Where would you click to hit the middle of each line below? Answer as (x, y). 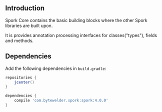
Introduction (25, 8)
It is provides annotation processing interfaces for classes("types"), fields (81, 35)
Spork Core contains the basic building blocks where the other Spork (76, 20)
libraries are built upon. (29, 25)
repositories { (21, 77)
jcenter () (24, 82)
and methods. (19, 40)
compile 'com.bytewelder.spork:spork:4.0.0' (61, 100)
